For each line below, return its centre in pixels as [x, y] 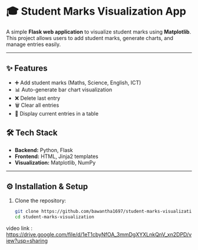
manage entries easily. [33, 44]
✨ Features [27, 68]
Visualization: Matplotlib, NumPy [55, 162]
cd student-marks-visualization [54, 217]
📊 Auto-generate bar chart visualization [63, 90]
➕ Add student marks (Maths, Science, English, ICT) [78, 83]
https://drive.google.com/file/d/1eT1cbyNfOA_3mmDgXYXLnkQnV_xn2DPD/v [99, 235]
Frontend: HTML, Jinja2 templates [56, 156]
